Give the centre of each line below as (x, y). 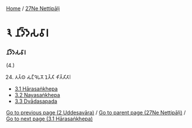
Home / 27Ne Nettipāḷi (33, 8)
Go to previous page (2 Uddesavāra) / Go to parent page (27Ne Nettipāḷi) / (96, 113)
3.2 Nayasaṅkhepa (37, 95)
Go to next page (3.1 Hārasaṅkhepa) (49, 119)
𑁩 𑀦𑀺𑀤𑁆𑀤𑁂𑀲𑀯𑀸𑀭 (27, 33)
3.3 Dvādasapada (36, 101)
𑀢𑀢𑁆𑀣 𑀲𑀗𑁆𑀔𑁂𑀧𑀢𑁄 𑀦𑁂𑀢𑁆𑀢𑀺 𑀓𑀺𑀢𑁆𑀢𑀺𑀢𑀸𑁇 (43, 77)
